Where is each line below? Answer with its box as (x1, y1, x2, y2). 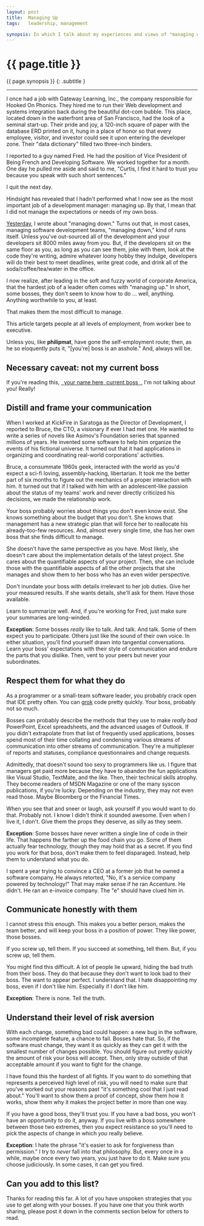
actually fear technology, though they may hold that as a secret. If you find (6, 842, 192, 850)
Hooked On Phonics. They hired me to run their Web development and (6, 102, 182, 109)
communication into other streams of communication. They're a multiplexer (6, 742, 195, 750)
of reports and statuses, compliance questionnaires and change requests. (6, 749, 191, 756)
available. (6, 595, 30, 603)
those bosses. (6, 933, 42, 941)
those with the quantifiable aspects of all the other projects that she (6, 564, 175, 571)
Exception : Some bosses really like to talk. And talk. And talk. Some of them (6, 625, 197, 633)
